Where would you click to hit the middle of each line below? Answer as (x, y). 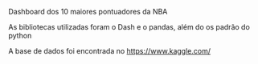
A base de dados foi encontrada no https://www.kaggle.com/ (110, 51)
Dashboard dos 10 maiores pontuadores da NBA (88, 12)
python (20, 36)
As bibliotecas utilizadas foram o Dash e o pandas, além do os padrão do (129, 27)
